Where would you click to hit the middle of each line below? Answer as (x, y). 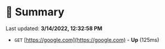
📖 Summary (35, 12)
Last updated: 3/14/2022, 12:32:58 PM (54, 28)
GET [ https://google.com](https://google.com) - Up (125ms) (87, 40)
